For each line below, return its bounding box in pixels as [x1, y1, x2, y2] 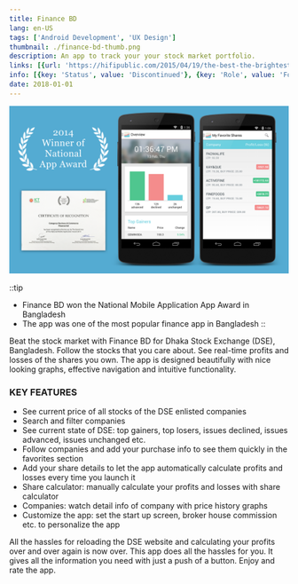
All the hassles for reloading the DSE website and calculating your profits [9, 537, 276, 548]
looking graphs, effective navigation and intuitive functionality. [9, 364, 237, 375]
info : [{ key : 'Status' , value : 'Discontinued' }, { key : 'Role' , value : [9, 71, 276, 80]
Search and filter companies [21, 415, 126, 426]
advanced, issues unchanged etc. [21, 435, 146, 446]
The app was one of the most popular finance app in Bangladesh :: [21, 318, 266, 328]
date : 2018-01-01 [9, 80, 74, 89]
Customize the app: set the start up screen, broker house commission [21, 510, 278, 521]
